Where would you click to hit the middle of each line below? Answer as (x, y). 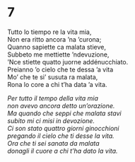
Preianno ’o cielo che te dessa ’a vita (60, 69)
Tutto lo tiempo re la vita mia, (49, 32)
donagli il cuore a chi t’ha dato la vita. (63, 151)
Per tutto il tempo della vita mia (53, 98)
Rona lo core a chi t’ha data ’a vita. (57, 84)
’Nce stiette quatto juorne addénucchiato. (68, 62)
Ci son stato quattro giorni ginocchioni (63, 128)
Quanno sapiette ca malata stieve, (57, 47)
